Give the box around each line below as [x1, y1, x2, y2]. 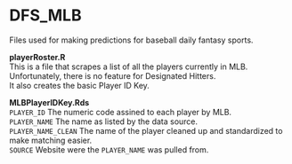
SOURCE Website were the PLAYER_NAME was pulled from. [9, 144, 209, 155]
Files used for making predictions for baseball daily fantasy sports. [9, 35, 254, 45]
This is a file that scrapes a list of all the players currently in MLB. [9, 61, 248, 72]
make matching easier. [9, 135, 93, 145]
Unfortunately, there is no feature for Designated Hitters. [9, 70, 216, 81]
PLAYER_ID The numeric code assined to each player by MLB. [9, 106, 232, 117]
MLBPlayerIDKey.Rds [9, 97, 90, 107]
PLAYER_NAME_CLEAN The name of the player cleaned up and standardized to [9, 125, 283, 136]
